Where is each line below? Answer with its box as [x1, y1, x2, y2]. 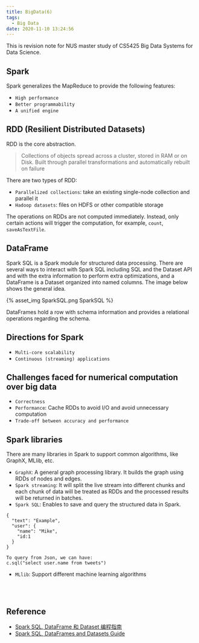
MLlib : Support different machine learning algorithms [14, 570, 147, 578]
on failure [21, 164, 45, 172]
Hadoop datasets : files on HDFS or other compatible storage [14, 201, 164, 208]
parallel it [14, 195, 38, 202]
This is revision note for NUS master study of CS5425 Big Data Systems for [6, 42, 194, 50]
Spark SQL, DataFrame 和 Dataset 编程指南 [14, 623, 122, 630]
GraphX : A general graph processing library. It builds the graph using [14, 469, 184, 476]
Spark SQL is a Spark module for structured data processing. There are [6, 259, 183, 267]
